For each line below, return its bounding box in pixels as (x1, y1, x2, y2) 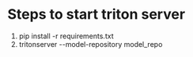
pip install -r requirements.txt (18, 31, 114, 41)
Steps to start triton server (7, 5, 186, 23)
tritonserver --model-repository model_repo (18, 39, 163, 48)
